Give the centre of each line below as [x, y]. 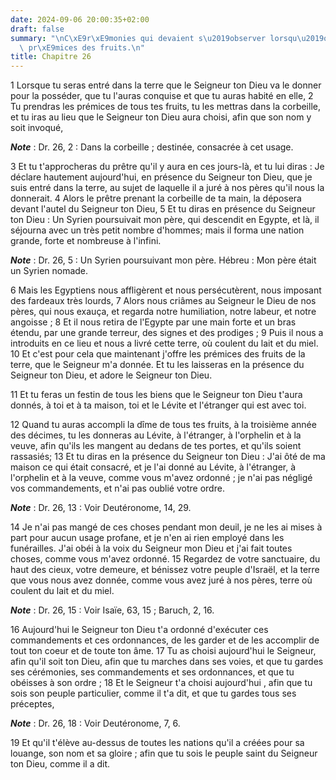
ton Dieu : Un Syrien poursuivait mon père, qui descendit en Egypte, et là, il [165, 220]
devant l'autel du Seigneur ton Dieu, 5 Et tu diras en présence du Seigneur [163, 209]
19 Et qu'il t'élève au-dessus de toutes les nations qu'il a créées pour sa [157, 743]
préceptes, [32, 704]
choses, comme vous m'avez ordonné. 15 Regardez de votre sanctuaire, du [165, 559]
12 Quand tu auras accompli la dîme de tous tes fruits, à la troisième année [163, 425]
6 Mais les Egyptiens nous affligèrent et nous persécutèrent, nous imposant [166, 290]
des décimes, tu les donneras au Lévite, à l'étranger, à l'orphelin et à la [156, 435]
